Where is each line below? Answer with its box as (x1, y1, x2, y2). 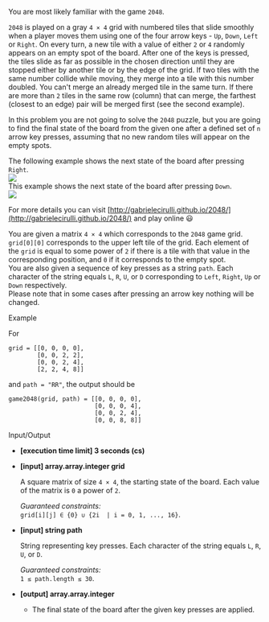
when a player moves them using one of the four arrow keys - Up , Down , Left (8, 31, 259, 40)
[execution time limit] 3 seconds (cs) (19, 446, 145, 455)
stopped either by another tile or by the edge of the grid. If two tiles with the (8, 65, 259, 75)
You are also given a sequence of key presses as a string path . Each (8, 263, 234, 273)
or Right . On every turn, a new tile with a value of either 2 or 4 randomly (8, 39, 245, 49)
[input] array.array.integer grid (19, 462, 125, 471)
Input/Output (8, 430, 51, 439)
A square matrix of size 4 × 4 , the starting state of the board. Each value (19, 477, 259, 486)
